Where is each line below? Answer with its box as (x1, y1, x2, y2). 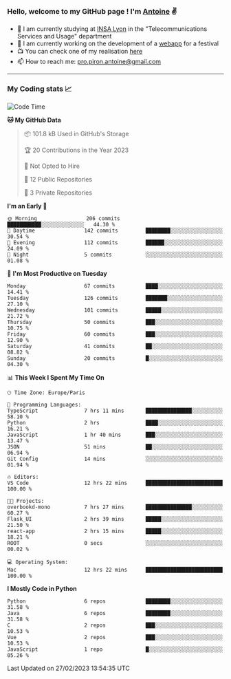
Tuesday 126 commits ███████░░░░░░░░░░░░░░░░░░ (7, 294, 223, 301)
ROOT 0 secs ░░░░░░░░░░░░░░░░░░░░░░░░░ (7, 539, 223, 546)
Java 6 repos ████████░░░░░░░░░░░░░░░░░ (7, 610, 223, 616)
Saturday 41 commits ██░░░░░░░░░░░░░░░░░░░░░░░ (7, 343, 223, 349)
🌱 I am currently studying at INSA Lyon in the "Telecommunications (16, 25, 208, 33)
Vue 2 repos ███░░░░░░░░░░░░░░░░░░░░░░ (7, 634, 223, 640)
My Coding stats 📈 (7, 84, 72, 94)
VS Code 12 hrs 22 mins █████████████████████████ (7, 479, 223, 486)
